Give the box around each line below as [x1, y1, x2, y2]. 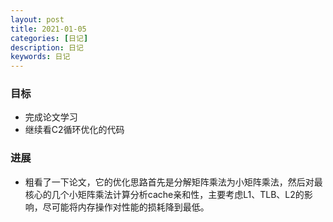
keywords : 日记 [10, 52, 71, 62]
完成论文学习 [24, 111, 78, 123]
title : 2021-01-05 [10, 24, 87, 34]
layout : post [10, 14, 65, 25]
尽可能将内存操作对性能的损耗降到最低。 [42, 201, 210, 213]
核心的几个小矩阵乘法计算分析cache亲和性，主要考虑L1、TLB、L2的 [24, 188, 305, 200]
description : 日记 [10, 42, 84, 53]
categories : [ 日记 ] [10, 33, 89, 43]
